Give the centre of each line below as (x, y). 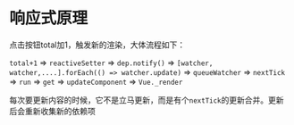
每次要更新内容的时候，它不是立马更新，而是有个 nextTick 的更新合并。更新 (147, 100)
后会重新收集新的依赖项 (52, 111)
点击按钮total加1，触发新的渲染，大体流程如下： (97, 45)
